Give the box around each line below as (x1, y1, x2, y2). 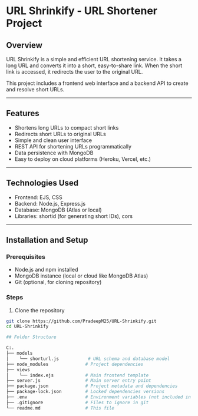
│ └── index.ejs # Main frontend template (6, 372, 149, 378)
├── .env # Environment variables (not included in (6, 394, 192, 400)
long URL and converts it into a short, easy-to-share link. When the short (6, 62, 183, 69)
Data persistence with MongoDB (14, 149, 94, 156)
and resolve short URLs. (6, 86, 65, 93)
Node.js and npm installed (14, 266, 78, 273)
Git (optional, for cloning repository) (14, 279, 102, 286)
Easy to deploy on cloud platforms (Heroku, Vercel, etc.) (14, 155, 151, 163)
